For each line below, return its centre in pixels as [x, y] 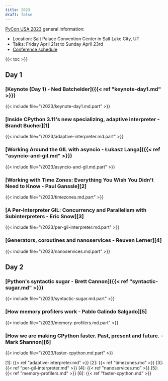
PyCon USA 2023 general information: [45, 29]
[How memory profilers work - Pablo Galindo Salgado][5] [76, 312]
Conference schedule [35, 49]
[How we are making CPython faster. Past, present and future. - [84, 336]
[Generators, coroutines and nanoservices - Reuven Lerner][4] [83, 240]
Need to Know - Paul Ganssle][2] [46, 186]
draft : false [19, 15]
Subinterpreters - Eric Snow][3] [45, 216]
